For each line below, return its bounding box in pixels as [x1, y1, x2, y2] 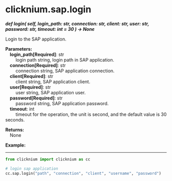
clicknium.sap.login [5, 4, 92, 15]
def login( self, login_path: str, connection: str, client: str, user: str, [5, 21, 149, 27]
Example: [5, 142, 26, 148]
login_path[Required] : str [10, 51, 64, 57]
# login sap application [5, 166, 58, 171]
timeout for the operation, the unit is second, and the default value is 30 [15, 111, 167, 117]
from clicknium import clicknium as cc [5, 156, 91, 162]
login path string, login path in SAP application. [15, 56, 114, 63]
